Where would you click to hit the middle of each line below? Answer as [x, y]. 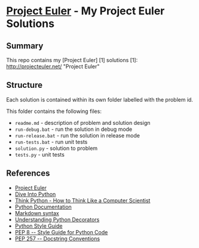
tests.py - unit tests [39, 154]
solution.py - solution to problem [56, 148]
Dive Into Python [35, 194]
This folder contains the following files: [54, 111]
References [28, 174]
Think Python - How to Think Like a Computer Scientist [82, 200]
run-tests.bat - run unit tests [51, 142]
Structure [25, 85]
